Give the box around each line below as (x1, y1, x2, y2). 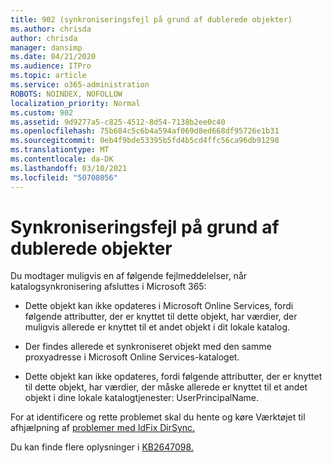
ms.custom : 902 (10, 107, 74, 118)
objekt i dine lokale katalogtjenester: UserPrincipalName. (24, 392, 260, 404)
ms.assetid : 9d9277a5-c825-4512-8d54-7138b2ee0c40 (10, 117, 226, 127)
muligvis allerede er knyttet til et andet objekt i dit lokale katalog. (24, 321, 291, 333)
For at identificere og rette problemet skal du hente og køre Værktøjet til (10, 411, 306, 423)
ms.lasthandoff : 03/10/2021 (10, 163, 128, 173)
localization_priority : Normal (10, 98, 141, 108)
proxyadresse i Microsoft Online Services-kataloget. (24, 351, 240, 363)
